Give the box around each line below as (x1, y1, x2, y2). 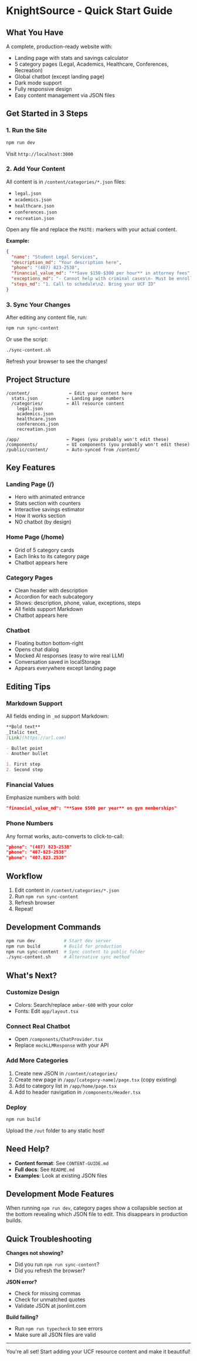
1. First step (6, 761, 41, 768)
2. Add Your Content (6, 165, 66, 173)
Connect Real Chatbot (6, 1022, 70, 1030)
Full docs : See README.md (14, 1166, 75, 1173)
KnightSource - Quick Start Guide (6, 4, 173, 18)
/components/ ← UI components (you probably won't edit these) (6, 442, 191, 447)
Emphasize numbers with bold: (6, 794, 81, 801)
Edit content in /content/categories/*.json (14, 887, 120, 894)
